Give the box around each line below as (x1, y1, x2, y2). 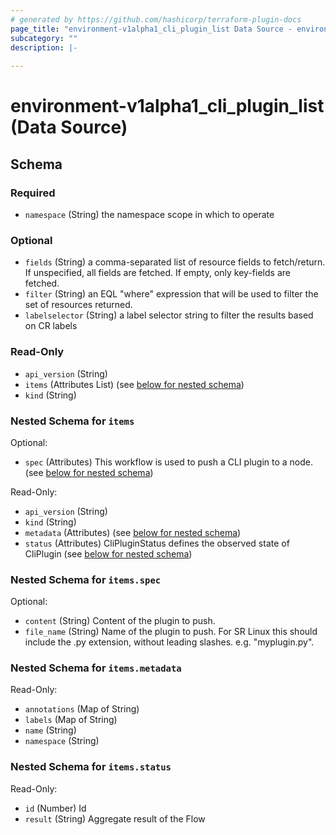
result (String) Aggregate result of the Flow (24, 812, 206, 825)
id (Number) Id (24, 802, 87, 814)
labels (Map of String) (24, 714, 118, 726)
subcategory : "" (10, 33, 78, 43)
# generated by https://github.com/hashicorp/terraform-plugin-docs (10, 14, 302, 25)
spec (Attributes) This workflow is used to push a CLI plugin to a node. (24, 456, 313, 468)
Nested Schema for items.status (10, 760, 172, 774)
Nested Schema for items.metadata (10, 661, 182, 675)
